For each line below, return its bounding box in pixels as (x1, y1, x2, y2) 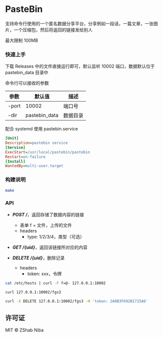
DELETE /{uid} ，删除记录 (12, 255, 65, 261)
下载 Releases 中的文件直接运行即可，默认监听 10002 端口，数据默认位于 (5, 63, 155, 69)
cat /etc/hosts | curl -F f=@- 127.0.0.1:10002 (5, 280, 106, 286)
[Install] (5, 159, 26, 164)
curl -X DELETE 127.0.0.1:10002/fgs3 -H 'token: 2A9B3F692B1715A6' (5, 299, 149, 304)
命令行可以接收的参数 (5, 80, 49, 86)
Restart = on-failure (5, 154, 46, 159)
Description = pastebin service (5, 140, 68, 145)
